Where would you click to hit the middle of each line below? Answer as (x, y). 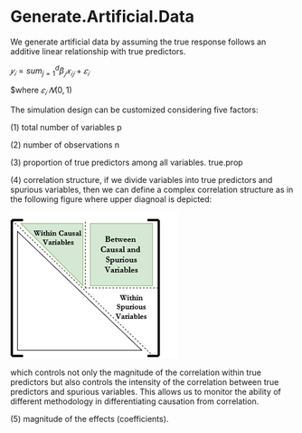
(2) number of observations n (65, 145)
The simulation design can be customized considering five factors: (134, 110)
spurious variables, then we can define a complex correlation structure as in (152, 190)
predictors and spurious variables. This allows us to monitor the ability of (146, 392)
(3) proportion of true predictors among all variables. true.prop (127, 163)
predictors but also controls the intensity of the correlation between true (145, 382)
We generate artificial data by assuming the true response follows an (138, 42)
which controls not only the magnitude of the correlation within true (136, 372)
